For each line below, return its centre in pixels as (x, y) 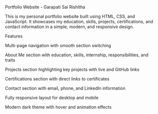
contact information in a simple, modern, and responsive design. (70, 27)
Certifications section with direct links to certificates (57, 79)
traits (10, 60)
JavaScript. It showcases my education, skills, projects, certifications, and (79, 22)
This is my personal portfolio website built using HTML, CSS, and (70, 16)
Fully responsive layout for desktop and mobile (52, 98)
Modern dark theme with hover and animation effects (58, 107)
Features (14, 36)
